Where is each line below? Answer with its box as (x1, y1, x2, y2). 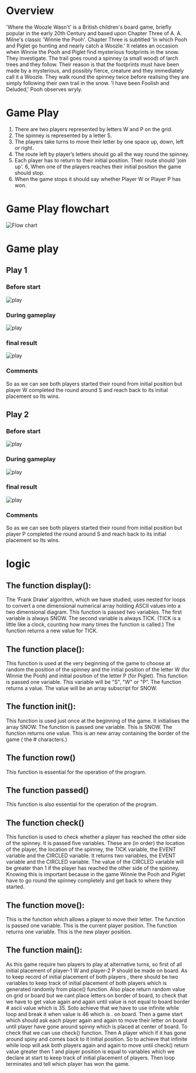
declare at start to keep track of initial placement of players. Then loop (6, 1054, 175, 1061)
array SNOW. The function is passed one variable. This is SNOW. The (6, 723, 173, 730)
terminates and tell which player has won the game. (6, 1060, 130, 1067)
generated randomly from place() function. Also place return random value (6, 986, 185, 993)
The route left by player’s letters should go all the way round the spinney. (14, 151, 190, 158)
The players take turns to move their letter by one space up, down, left (14, 138, 184, 145)
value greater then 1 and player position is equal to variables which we (6, 1048, 175, 1055)
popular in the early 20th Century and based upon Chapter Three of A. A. (6, 29, 182, 36)
